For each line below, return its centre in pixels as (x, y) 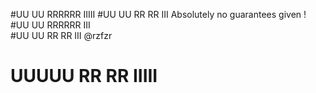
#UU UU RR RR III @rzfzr (61, 35)
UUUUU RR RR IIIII (84, 76)
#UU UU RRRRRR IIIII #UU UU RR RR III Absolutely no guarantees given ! (158, 14)
